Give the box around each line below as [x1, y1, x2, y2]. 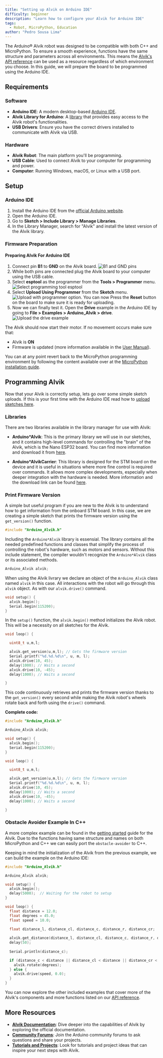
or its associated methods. [5, 557, 58, 563]
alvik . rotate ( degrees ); [14, 962, 62, 968]
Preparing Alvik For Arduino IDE [5, 252, 70, 258]
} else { [9, 967, 27, 972]
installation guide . [5, 364, 40, 370]
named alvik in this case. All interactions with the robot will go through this [5, 580, 155, 586]
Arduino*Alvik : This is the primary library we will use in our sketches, [12, 434, 151, 440]
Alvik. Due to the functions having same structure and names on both [5, 835, 144, 841]
